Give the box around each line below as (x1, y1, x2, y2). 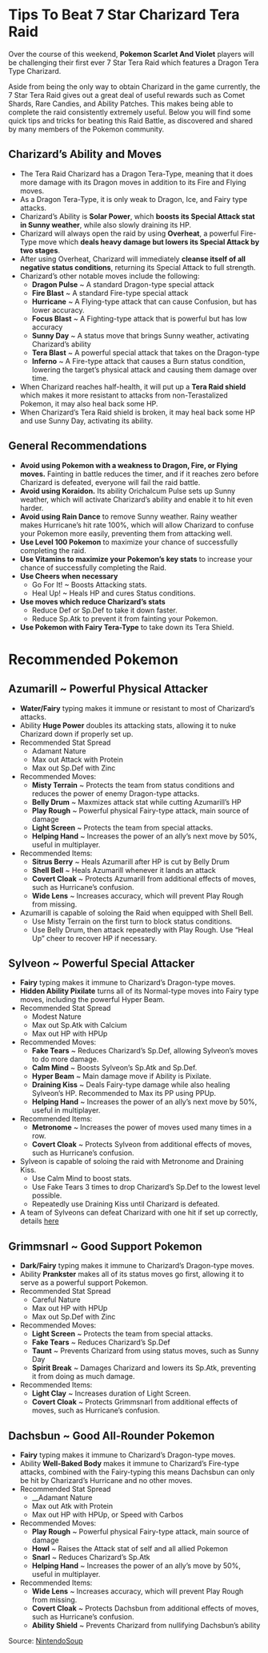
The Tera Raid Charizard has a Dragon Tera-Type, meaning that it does (19, 168, 254, 178)
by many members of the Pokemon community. (8, 124, 165, 134)
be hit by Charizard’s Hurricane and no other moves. (19, 1476, 193, 1485)
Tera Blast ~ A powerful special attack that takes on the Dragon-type (31, 347, 260, 358)
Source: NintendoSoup (8, 1636, 84, 1645)
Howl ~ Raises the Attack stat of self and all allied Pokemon (31, 1544, 229, 1553)
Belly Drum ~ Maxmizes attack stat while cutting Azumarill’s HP (31, 797, 242, 806)
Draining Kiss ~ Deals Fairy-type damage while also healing (31, 1080, 230, 1089)
